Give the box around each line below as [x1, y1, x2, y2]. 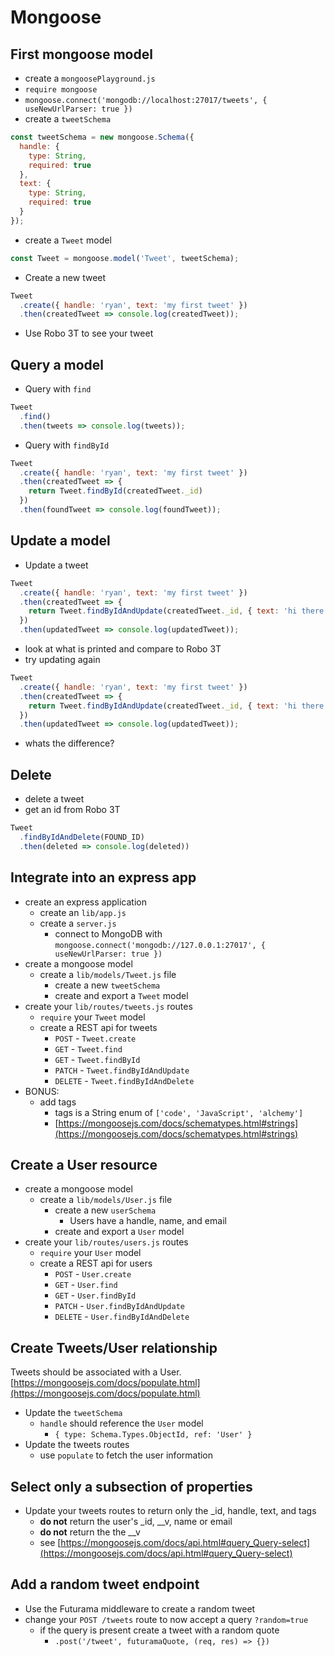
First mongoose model [10, 46, 153, 63]
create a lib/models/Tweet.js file [39, 968, 177, 980]
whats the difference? [24, 737, 115, 750]
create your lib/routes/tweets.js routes [24, 1000, 193, 1012]
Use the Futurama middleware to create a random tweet [24, 1602, 256, 1615]
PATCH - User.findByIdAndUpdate [54, 1300, 186, 1312]
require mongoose [24, 85, 98, 95]
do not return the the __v [39, 1526, 141, 1538]
